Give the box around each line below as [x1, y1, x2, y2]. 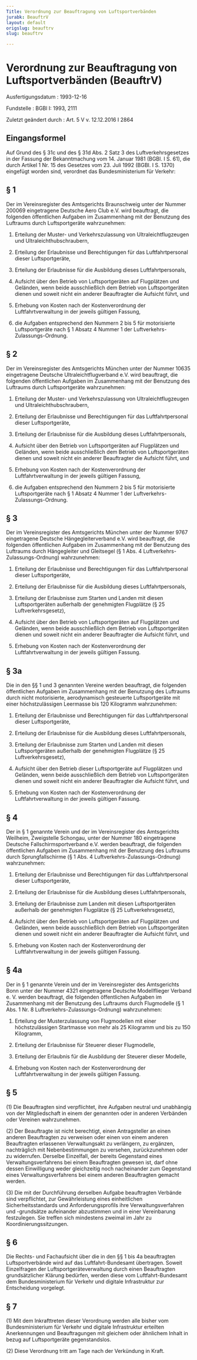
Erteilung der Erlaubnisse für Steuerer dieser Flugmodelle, [14, 1041, 156, 1048]
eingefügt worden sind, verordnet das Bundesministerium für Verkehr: [6, 168, 176, 175]
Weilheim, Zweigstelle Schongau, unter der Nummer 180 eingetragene [6, 834, 176, 842]
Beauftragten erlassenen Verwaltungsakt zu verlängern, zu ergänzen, [6, 1140, 175, 1147]
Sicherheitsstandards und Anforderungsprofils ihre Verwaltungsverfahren [6, 1201, 184, 1208]
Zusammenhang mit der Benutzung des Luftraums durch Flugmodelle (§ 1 [6, 999, 184, 1007]
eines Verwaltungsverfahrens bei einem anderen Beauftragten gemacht [6, 1171, 179, 1178]
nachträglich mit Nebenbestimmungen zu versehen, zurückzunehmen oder [6, 1146, 188, 1153]
